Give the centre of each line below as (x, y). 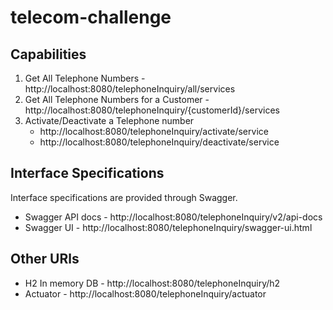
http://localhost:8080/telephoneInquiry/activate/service (154, 131)
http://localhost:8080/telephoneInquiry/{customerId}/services (152, 110)
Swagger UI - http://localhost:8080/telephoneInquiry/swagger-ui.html (168, 227)
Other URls (45, 259)
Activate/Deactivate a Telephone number (109, 120)
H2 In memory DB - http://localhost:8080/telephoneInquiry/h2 (152, 283)
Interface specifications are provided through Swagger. (124, 197)
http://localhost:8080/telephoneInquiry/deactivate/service (159, 142)
